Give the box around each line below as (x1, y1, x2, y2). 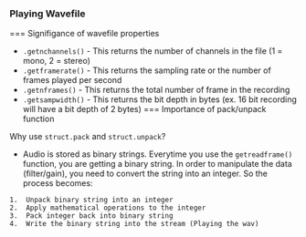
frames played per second (22, 75, 122, 86)
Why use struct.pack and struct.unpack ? (9, 131, 166, 142)
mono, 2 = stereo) (22, 56, 91, 67)
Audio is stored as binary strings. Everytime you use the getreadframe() (22, 149, 293, 160)
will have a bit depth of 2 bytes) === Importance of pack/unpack (22, 104, 267, 115)
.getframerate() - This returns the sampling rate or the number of (22, 65, 271, 76)
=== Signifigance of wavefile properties (9, 28, 160, 39)
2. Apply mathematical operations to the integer (9, 203, 206, 212)
